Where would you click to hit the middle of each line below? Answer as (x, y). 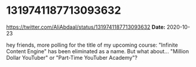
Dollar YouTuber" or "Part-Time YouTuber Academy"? (72, 57)
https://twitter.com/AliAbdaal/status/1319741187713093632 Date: (86, 27)
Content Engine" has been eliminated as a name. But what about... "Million (98, 51)
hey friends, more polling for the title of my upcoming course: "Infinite (92, 45)
